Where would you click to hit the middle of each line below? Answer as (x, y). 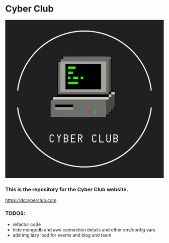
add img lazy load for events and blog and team (62, 235)
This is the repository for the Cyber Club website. (67, 189)
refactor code (27, 224)
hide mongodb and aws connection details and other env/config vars (84, 229)
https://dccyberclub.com (31, 200)
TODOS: (15, 213)
